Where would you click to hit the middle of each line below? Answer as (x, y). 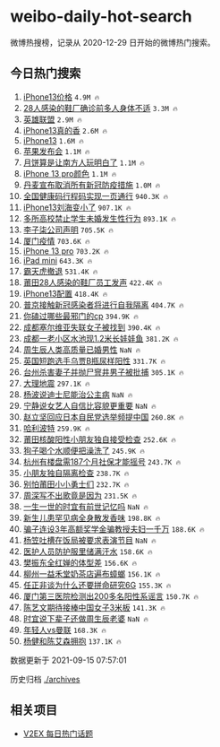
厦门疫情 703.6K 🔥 (56, 240)
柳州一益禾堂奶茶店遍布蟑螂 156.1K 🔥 (92, 573)
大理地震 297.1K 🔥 (56, 383)
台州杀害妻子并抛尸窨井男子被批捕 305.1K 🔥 (103, 372)
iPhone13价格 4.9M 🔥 (61, 97)
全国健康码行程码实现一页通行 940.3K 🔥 (96, 195)
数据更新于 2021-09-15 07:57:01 (69, 660)
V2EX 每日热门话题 (58, 734)
